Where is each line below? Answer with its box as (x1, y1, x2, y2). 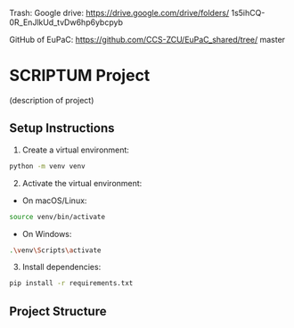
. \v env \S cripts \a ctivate (9, 245, 102, 255)
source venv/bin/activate (9, 212, 105, 221)
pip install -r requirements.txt (9, 279, 134, 288)
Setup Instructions (9, 120, 115, 136)
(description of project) (9, 94, 94, 105)
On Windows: (21, 228, 72, 239)
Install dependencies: (21, 262, 102, 273)
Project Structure (9, 303, 107, 319)
